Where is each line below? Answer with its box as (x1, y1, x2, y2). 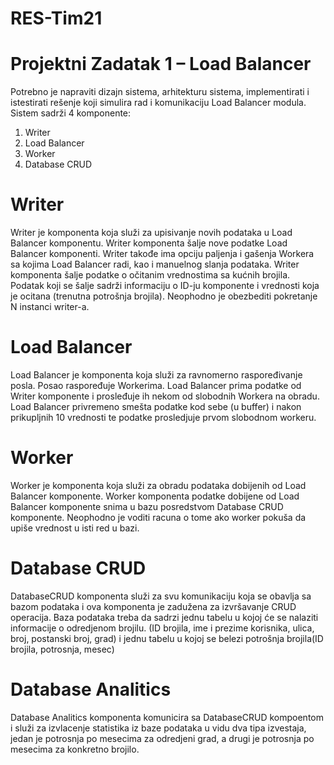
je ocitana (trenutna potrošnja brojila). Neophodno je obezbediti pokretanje (10, 290, 318, 302)
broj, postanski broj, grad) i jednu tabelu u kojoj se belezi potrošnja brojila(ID (10, 632, 324, 644)
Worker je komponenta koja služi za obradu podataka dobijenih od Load (10, 479, 307, 491)
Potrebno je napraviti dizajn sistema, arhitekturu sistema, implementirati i (10, 86, 310, 98)
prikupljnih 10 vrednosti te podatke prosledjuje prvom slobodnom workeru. (10, 412, 317, 423)
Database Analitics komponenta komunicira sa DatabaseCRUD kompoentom (10, 711, 324, 723)
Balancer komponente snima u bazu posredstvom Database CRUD (10, 500, 284, 512)
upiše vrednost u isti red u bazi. (10, 522, 140, 534)
